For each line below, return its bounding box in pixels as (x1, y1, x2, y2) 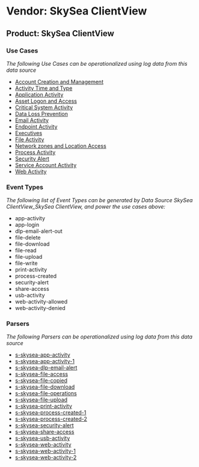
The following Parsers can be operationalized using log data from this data (6, 333, 193, 340)
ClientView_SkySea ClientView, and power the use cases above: (6, 203, 166, 211)
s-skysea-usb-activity (14, 434, 70, 442)
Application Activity (14, 91, 64, 98)
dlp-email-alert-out (14, 227, 63, 235)
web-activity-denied (14, 305, 66, 312)
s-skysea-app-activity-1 (14, 358, 75, 365)
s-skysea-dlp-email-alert (14, 364, 78, 372)
